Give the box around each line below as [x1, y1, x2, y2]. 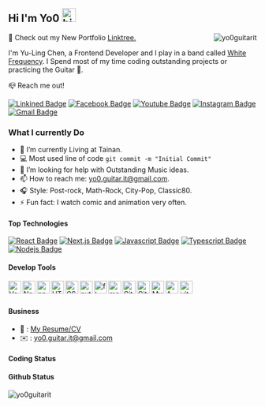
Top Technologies [8, 218, 69, 228]
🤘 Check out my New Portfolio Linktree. [8, 32, 136, 42]
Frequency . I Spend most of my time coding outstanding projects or [8, 56, 227, 65]
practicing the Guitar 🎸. [8, 65, 84, 74]
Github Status [8, 372, 55, 381]
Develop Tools [8, 262, 57, 272]
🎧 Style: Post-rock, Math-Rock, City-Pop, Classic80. [19, 186, 192, 196]
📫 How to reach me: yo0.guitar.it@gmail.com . [19, 174, 170, 184]
